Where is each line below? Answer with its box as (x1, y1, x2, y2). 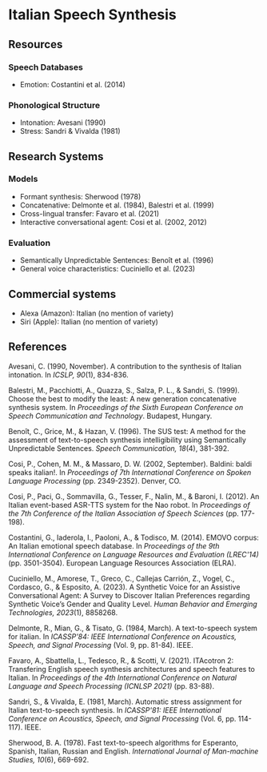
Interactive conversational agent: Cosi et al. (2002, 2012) (19, 217, 207, 227)
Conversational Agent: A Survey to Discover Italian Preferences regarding (8, 590, 250, 600)
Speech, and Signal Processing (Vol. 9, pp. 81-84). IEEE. (8, 640, 193, 649)
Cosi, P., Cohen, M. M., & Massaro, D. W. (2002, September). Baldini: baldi (8, 459, 253, 468)
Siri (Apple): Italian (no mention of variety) (19, 316, 158, 326)
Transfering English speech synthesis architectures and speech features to (8, 664, 256, 673)
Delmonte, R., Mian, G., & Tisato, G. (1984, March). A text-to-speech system (8, 623, 258, 633)
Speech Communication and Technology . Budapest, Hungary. (8, 411, 213, 420)
